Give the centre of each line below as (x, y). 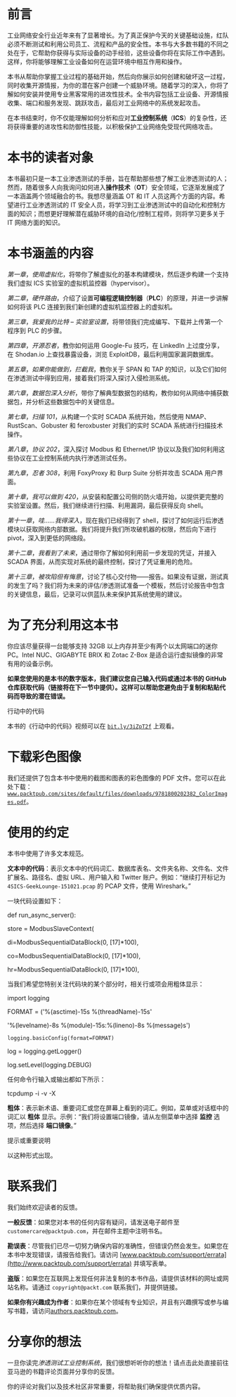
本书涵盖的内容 (51, 253)
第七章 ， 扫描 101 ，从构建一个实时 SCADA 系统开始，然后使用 (96, 416)
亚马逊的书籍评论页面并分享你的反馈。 (63, 1371)
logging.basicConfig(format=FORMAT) (61, 1038)
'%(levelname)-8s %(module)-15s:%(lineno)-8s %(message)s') (99, 1025)
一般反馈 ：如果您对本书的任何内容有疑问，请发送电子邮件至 (93, 1222)
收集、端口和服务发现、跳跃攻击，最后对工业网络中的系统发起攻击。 (106, 103)
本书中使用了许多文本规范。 (47, 853)
